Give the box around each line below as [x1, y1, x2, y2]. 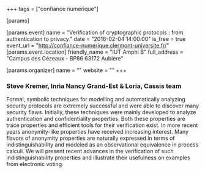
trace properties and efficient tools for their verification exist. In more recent [6, 121, 198, 129]
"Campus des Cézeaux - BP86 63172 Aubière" [6, 55, 124, 62]
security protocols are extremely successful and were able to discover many [6, 102, 199, 109]
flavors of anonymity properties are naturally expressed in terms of [6, 134, 176, 142]
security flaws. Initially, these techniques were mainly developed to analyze [6, 109, 196, 116]
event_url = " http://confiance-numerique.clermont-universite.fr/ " [6, 42, 170, 49]
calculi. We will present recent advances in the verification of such [6, 148, 174, 155]
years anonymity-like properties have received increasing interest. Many [6, 128, 188, 136]
